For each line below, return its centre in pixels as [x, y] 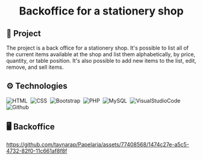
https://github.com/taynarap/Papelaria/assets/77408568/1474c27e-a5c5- [98, 144]
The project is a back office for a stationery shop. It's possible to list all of [97, 48]
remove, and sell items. [35, 67]
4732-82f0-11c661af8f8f [37, 151]
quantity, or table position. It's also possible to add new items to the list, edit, [101, 61]
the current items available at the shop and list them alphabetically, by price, [101, 54]
